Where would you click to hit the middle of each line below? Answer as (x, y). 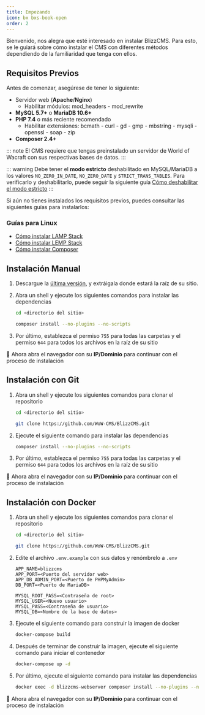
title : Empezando (28, 12)
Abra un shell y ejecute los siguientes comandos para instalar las (97, 296)
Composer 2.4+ (36, 139)
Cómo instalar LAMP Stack (49, 236)
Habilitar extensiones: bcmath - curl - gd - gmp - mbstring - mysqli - (111, 126)
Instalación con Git (43, 380)
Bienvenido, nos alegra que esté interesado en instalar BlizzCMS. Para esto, (102, 41)
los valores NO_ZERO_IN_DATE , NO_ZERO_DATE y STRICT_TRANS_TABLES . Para (96, 176)
